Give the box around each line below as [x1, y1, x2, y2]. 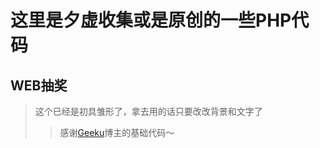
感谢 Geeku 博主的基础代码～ [59, 127, 175, 138]
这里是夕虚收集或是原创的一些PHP [10, 9, 292, 32]
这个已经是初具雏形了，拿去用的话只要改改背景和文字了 [34, 106, 263, 117]
